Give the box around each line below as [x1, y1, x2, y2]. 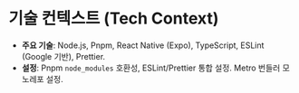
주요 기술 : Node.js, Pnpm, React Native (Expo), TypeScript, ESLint [21, 40, 265, 51]
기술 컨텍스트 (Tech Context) [8, 8, 219, 29]
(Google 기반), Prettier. [21, 51, 106, 61]
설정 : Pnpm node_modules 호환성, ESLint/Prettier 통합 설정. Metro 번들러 [21, 62, 281, 73]
